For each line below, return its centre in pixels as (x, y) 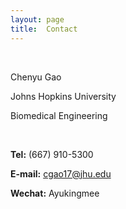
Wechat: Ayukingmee (55, 193)
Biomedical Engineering (59, 115)
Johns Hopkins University (63, 96)
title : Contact (44, 29)
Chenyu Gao (36, 77)
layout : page (37, 19)
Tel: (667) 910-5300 (52, 154)
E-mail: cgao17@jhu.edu (61, 173)
